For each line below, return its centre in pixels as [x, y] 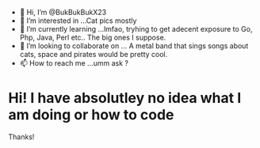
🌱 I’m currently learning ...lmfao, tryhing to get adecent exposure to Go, [136, 29]
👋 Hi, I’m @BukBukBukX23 [63, 12]
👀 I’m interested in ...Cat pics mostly [78, 21]
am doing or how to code [91, 115]
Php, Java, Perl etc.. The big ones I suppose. [93, 37]
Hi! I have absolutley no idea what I [125, 98]
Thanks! [21, 137]
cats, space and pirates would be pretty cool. [94, 54]
